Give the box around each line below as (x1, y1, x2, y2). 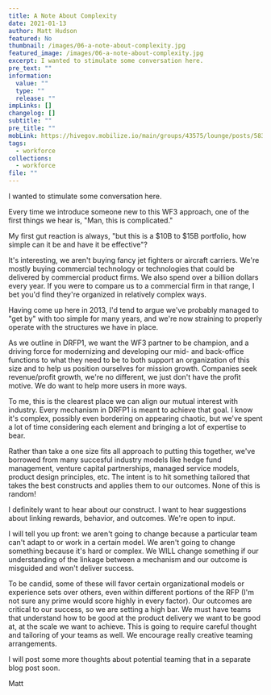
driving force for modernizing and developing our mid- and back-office (8, 347, 244, 356)
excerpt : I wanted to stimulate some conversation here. (8, 57, 204, 65)
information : (8, 72, 52, 80)
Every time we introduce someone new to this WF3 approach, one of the (8, 207, 250, 216)
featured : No (8, 34, 52, 43)
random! (8, 489, 36, 498)
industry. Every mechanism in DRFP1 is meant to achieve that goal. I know (8, 405, 253, 414)
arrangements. (8, 639, 58, 648)
